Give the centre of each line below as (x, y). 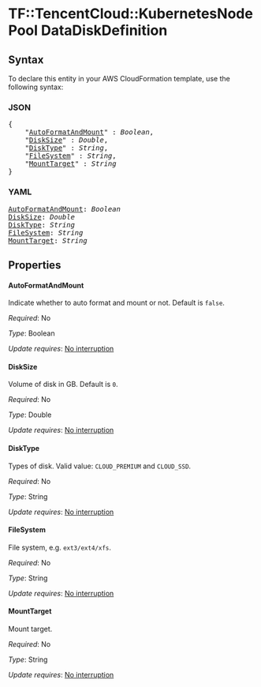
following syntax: (36, 87)
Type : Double (30, 415)
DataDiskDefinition (104, 30)
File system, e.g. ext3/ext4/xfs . (60, 547)
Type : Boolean (32, 333)
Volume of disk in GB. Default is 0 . (63, 385)
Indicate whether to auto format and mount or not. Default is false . (116, 303)
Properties (35, 265)
